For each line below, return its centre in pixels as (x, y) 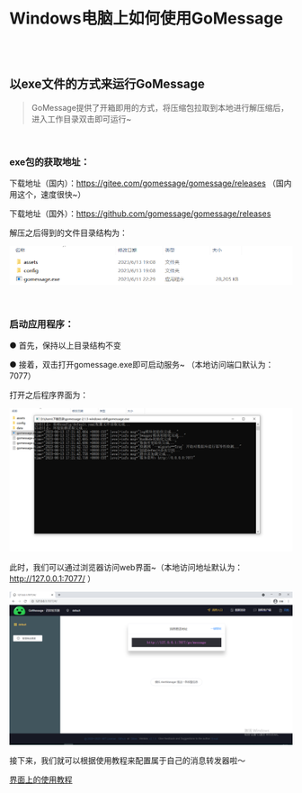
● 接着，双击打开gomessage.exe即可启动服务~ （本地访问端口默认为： (142, 365)
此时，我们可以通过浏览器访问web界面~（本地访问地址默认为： (126, 567)
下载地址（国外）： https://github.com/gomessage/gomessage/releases (140, 214)
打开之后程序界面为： (49, 395)
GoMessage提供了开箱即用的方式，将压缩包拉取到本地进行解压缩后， (160, 107)
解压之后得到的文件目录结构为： (68, 233)
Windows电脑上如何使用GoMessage (146, 18)
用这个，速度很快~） (48, 195)
